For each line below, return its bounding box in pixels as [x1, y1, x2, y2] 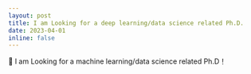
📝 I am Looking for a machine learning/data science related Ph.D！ [8, 56, 227, 66]
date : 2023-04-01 [8, 26, 66, 34]
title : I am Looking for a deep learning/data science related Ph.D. [8, 19, 245, 27]
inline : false [8, 33, 56, 42]
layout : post [8, 11, 52, 20]
